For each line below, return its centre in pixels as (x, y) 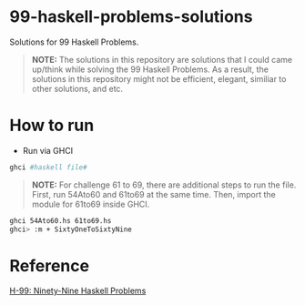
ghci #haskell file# (49, 167)
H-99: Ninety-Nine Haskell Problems (78, 291)
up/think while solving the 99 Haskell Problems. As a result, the (150, 69)
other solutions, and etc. (77, 88)
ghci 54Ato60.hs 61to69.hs (61, 220)
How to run (52, 126)
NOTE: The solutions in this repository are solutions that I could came (162, 59)
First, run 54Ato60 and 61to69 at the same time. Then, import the (153, 194)
